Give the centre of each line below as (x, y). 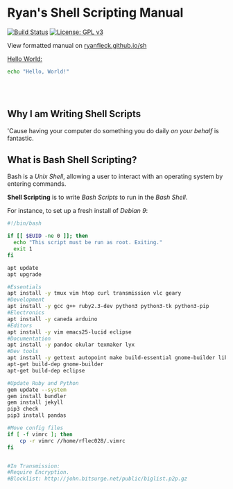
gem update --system (37, 390)
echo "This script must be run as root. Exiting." (88, 243)
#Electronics (26, 313)
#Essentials (24, 287)
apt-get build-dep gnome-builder (55, 364)
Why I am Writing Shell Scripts (74, 114)
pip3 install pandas (37, 415)
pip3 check (23, 409)
